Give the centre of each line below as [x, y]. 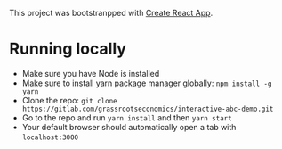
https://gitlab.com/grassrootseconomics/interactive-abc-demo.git [148, 109]
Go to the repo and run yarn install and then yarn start [127, 117]
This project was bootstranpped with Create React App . [111, 13]
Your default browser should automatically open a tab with [129, 127]
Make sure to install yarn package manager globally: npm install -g [147, 83]
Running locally [68, 49]
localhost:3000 [50, 137]
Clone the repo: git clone [69, 100]
